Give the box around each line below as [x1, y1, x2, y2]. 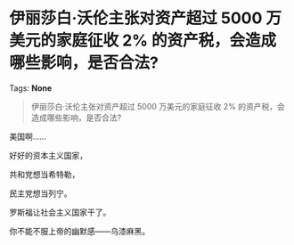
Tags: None [9, 82, 53, 94]
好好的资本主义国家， [9, 150, 87, 160]
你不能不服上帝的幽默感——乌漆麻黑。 [9, 225, 150, 236]
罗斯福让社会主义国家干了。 [9, 207, 111, 217]
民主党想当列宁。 [9, 188, 72, 199]
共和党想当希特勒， [9, 168, 80, 179]
